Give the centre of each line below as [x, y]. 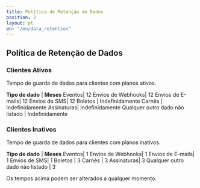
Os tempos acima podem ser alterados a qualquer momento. [82, 178]
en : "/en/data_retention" [39, 29]
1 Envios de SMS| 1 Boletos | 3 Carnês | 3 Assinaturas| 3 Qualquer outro [95, 160]
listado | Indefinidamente [37, 114]
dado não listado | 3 [31, 167]
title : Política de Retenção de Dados [55, 12]
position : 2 [21, 17]
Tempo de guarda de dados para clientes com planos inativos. [83, 142]
